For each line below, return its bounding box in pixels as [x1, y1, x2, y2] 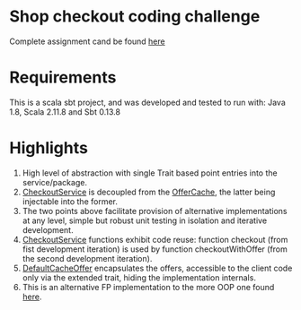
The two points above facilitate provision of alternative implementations [22, 205, 288, 216]
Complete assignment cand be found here [9, 36, 165, 47]
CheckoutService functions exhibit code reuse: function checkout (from [22, 234, 288, 245]
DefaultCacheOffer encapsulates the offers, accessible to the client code [22, 263, 293, 273]
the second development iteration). [22, 253, 153, 263]
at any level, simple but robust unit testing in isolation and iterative [22, 215, 268, 226]
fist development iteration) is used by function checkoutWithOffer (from [22, 244, 288, 254]
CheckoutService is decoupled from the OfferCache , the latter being [22, 186, 276, 197]
